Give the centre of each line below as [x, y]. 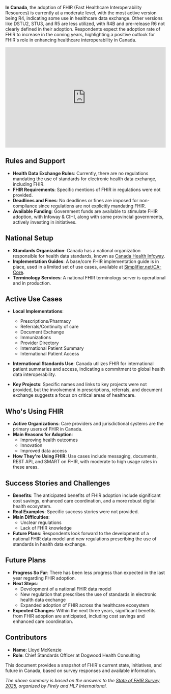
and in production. [32, 283]
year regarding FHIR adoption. [44, 578]
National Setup [29, 238]
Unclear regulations [41, 522]
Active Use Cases [34, 299]
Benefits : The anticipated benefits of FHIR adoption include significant [87, 495]
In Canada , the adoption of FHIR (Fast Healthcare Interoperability [74, 7]
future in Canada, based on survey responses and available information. [81, 671]
